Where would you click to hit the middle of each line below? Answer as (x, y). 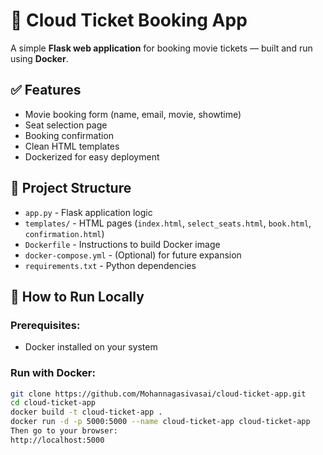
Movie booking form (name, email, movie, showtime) (133, 114)
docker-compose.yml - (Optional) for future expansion (133, 255)
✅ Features (46, 90)
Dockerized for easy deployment (92, 156)
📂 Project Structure (71, 188)
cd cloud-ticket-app (53, 403)
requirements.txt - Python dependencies (110, 265)
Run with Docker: (53, 373)
